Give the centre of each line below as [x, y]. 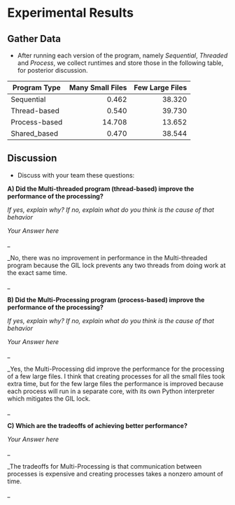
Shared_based [34, 133]
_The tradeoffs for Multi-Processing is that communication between [105, 466]
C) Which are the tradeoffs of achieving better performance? [97, 425]
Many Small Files [98, 87]
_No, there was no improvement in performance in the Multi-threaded [107, 257]
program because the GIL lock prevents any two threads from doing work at [116, 265]
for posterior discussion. [53, 70]
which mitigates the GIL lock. [49, 398]
